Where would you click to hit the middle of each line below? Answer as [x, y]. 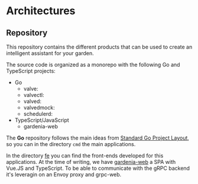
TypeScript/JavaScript [42, 120]
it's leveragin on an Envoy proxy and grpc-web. [64, 175]
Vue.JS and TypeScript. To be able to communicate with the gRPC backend [98, 168]
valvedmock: [39, 107]
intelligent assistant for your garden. [50, 53]
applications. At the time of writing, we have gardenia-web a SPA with [91, 162]
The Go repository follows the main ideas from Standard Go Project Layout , [98, 138]
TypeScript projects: [31, 71]
